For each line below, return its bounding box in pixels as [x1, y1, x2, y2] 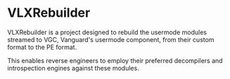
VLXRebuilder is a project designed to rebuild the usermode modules [7, 28, 207, 36]
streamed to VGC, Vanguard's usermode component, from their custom [7, 35, 215, 43]
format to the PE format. [7, 43, 77, 51]
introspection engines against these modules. [7, 64, 139, 72]
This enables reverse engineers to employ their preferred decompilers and [7, 56, 223, 64]
